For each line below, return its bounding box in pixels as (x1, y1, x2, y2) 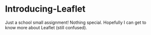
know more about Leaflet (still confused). (5, 24, 87, 30)
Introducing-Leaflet (5, 3, 86, 15)
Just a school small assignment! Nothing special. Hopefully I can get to (5, 19, 147, 25)
